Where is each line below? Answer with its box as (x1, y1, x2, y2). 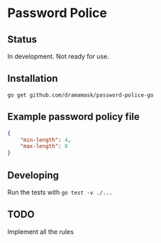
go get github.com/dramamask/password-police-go (7, 91, 154, 99)
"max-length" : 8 (20, 143, 69, 150)
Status (7, 33, 38, 45)
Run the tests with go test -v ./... (7, 188, 113, 196)
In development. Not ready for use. (7, 52, 110, 60)
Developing (7, 169, 59, 181)
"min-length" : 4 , (20, 136, 72, 144)
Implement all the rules (7, 227, 74, 236)
